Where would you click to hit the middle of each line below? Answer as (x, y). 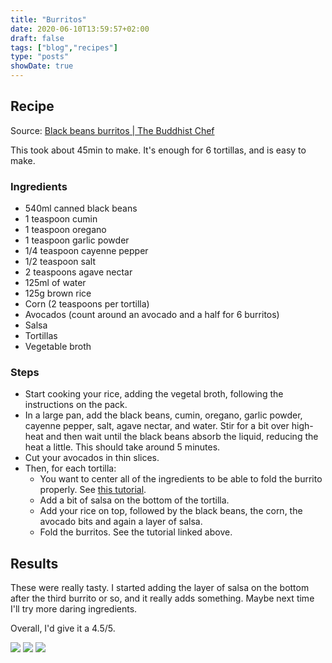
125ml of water (55, 283)
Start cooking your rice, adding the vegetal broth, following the (154, 394)
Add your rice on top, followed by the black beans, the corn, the (171, 511)
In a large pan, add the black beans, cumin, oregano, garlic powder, (163, 415)
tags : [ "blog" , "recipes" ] (64, 47)
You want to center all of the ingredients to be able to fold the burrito (181, 479)
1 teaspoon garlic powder (77, 240)
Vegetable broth (58, 347)
